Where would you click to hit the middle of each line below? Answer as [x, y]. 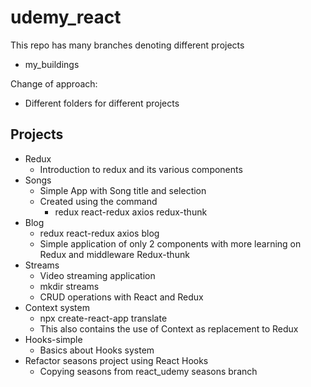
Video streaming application [97, 275]
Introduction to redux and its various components [141, 169]
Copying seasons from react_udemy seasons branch [148, 371]
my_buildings [52, 64]
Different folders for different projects [102, 103]
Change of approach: [54, 83]
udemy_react [66, 17]
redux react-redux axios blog [99, 233]
